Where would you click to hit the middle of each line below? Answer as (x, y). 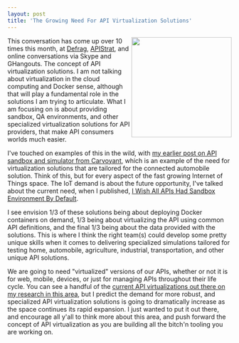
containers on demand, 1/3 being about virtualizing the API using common (116, 220)
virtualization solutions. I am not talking (65, 71)
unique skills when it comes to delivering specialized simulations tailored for (118, 242)
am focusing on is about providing (57, 109)
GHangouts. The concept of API (54, 63)
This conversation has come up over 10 (65, 41)
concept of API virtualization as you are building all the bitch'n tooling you (115, 324)
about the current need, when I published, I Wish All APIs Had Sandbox (111, 191)
